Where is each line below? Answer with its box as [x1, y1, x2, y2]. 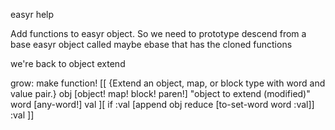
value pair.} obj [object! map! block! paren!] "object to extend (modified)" [10, 88, 311, 99]
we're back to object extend [10, 58, 126, 69]
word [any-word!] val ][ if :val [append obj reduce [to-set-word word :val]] [10, 99, 315, 110]
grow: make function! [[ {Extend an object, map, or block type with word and [10, 77, 326, 89]
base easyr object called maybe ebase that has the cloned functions [10, 39, 293, 50]
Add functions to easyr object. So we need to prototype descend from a [10, 28, 307, 39]
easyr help [10, 9, 55, 20]
